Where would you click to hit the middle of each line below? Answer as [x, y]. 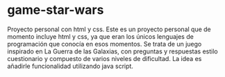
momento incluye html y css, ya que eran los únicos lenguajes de [101, 36]
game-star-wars [56, 10]
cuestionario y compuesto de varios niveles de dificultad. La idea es [105, 58]
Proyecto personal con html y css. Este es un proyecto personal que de [109, 29]
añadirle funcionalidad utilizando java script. [70, 66]
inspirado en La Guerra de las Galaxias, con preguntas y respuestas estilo [112, 51]
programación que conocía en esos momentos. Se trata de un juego [105, 44]
